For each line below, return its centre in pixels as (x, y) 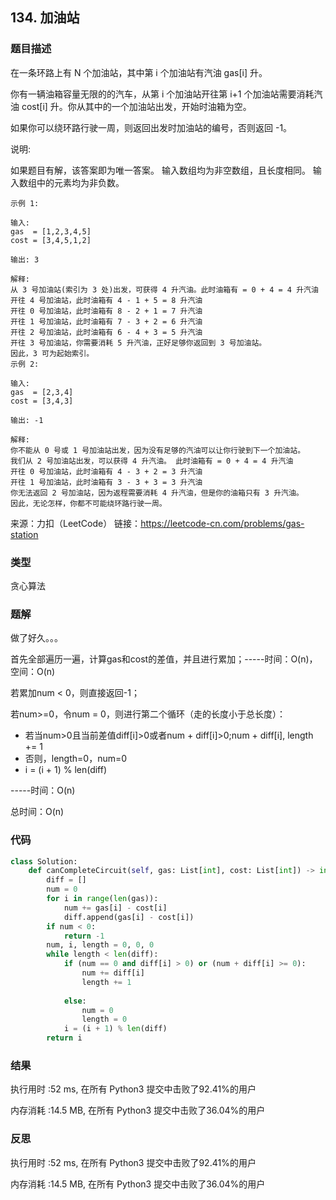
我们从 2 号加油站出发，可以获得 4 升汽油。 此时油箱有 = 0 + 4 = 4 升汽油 (152, 461)
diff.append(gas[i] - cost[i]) (129, 917)
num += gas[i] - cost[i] (115, 908)
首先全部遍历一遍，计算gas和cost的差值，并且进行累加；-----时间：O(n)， (164, 659)
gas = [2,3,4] (42, 392)
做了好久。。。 (36, 638)
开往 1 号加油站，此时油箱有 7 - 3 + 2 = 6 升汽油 (106, 321)
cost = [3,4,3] (42, 401)
